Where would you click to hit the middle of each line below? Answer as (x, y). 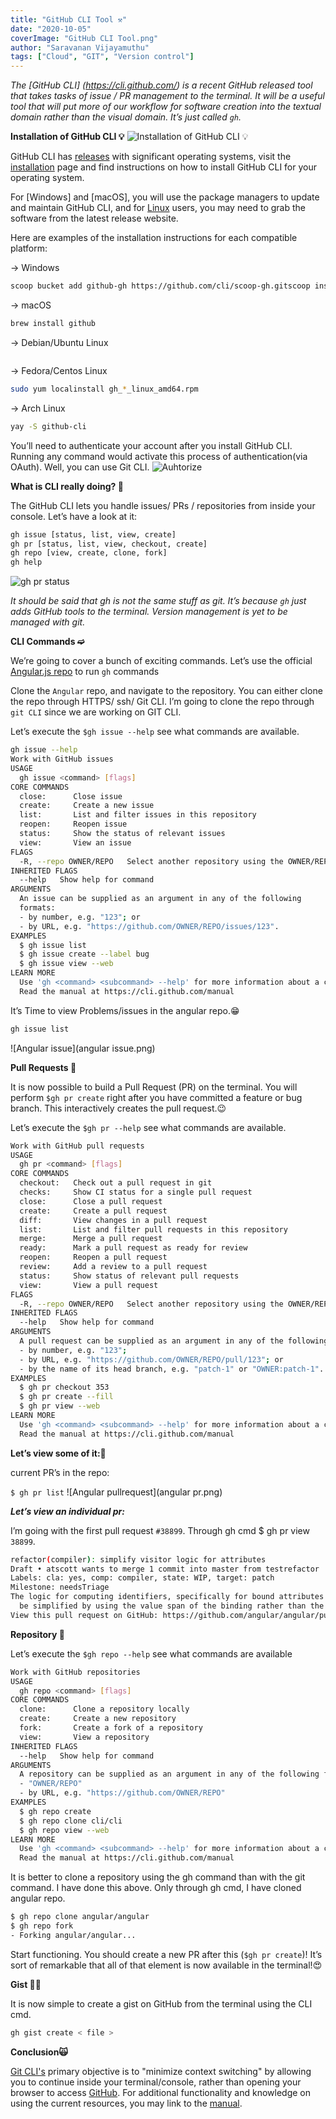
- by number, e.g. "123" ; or (80, 917)
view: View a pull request (89, 1285)
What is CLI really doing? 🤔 (67, 486)
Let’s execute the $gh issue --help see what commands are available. (155, 732)
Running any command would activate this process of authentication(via (159, 456)
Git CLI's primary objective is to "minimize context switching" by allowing (161, 2071)
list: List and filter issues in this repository (138, 815)
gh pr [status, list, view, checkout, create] (109, 544)
